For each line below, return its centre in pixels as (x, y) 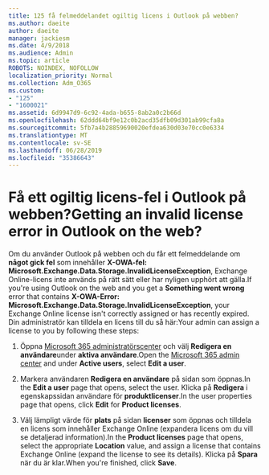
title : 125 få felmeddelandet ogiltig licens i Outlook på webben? (124, 16)
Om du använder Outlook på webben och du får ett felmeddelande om (124, 254)
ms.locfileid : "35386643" (51, 158)
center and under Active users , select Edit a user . (103, 363)
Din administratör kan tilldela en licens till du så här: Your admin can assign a (134, 322)
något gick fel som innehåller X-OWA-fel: (77, 263)
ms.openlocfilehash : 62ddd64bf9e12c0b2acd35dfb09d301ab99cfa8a (116, 121)
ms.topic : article (39, 61)
